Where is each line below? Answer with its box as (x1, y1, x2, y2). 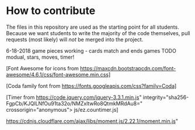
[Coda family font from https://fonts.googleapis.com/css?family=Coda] (6, 82, 177, 89)
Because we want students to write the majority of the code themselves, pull (6, 29, 190, 36)
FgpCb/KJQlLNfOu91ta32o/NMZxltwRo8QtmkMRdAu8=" (6, 100, 143, 107)
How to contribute (6, 4, 96, 18)
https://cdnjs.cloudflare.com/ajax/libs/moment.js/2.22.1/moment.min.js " (6, 117, 179, 124)
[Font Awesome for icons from (6, 64, 79, 71)
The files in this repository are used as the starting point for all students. (6, 23, 179, 30)
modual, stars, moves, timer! (6, 53, 75, 60)
